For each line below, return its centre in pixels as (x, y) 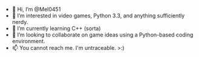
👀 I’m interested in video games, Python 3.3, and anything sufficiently (98, 16)
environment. (28, 41)
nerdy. (20, 22)
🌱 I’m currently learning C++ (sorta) (56, 28)
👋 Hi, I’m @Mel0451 (36, 9)
